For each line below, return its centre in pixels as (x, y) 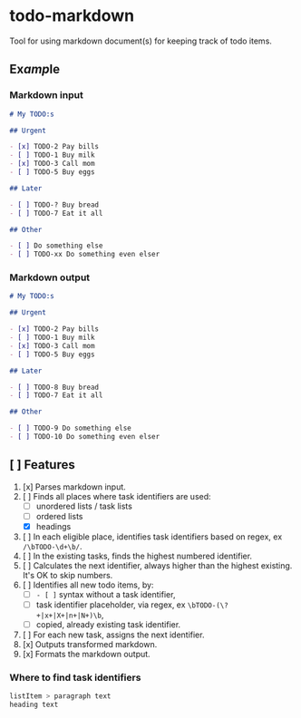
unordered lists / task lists (84, 506)
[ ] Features (42, 465)
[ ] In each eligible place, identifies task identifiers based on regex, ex (152, 537)
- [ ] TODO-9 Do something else (70, 428)
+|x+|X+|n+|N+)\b (69, 616)
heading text (34, 705)
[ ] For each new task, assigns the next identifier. (113, 635)
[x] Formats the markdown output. (87, 655)
